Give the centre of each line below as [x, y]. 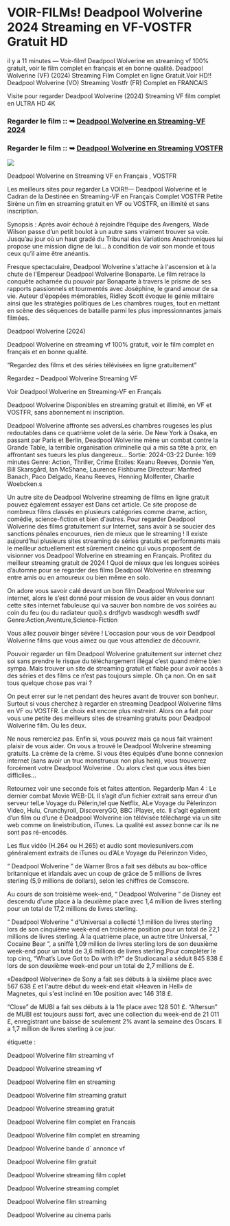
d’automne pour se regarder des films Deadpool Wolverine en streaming [109, 570]
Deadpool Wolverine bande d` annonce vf [66, 1148]
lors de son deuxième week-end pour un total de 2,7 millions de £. [101, 966]
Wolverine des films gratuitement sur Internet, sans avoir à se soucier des [111, 527]
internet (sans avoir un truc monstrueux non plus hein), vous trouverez [107, 761]
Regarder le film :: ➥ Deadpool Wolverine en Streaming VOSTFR [115, 148]
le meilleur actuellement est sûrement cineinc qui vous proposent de [104, 548]
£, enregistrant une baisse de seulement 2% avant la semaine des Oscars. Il [114, 1021]
